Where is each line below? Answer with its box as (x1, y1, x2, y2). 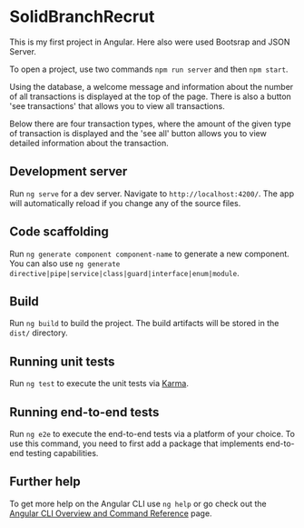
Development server (9, 164, 128, 179)
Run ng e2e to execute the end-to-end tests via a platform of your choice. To (9, 429, 296, 439)
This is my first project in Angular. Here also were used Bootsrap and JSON (9, 36, 290, 47)
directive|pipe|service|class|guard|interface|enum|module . (9, 267, 240, 278)
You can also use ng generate (9, 257, 121, 269)
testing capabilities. (25, 448, 99, 458)
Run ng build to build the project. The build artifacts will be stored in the (9, 318, 279, 329)
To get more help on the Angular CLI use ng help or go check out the (9, 498, 267, 509)
